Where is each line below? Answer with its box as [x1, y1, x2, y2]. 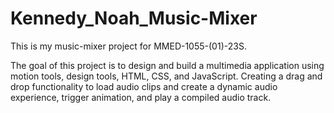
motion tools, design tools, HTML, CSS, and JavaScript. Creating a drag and [10, 70, 323, 82]
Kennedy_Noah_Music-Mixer [10, 7, 258, 30]
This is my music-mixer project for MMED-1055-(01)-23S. [10, 40, 247, 52]
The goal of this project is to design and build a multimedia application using [10, 59, 325, 71]
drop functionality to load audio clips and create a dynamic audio [10, 80, 278, 92]
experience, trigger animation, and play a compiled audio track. [10, 91, 272, 103]
